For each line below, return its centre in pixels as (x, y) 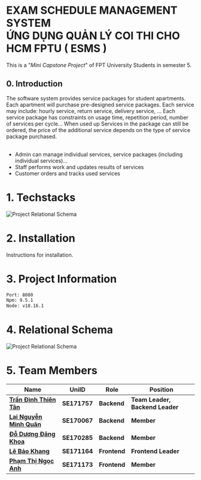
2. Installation (41, 238)
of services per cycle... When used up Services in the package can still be (98, 124)
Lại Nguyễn (26, 417)
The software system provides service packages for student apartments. (96, 98)
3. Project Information (62, 279)
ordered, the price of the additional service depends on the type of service (98, 130)
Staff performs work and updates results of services (79, 167)
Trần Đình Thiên (33, 400)
